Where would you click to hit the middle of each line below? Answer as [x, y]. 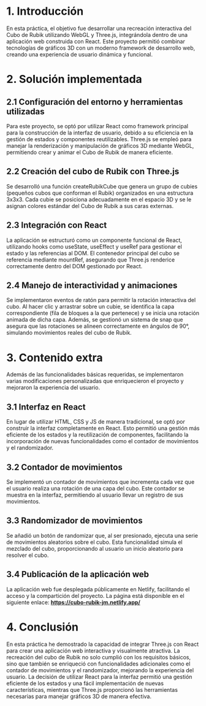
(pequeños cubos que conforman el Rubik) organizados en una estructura [100, 193]
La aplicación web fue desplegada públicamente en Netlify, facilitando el [98, 589]
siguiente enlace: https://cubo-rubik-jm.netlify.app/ [74, 602]
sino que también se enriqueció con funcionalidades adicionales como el [98, 664]
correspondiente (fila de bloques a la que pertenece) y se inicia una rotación [103, 313]
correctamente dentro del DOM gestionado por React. [74, 266]
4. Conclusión [42, 627]
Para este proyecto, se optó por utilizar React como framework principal [97, 126]
